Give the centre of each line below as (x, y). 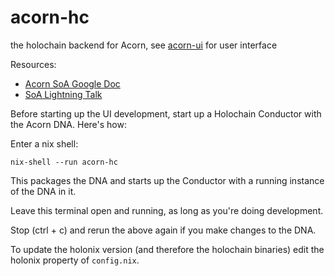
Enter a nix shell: (44, 143)
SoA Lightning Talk (63, 94)
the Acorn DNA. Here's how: (68, 124)
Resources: (33, 64)
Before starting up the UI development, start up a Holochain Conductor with (166, 113)
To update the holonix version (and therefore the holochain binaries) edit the (167, 249)
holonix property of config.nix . (75, 260)
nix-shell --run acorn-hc (64, 162)
